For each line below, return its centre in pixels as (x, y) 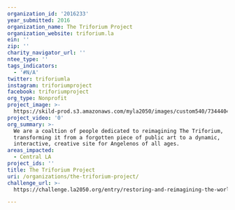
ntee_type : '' (28, 59)
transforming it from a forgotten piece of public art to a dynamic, (117, 137)
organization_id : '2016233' (48, 14)
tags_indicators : (33, 66)
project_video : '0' (36, 118)
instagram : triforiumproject (50, 85)
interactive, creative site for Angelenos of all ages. (97, 144)
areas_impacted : (31, 150)
